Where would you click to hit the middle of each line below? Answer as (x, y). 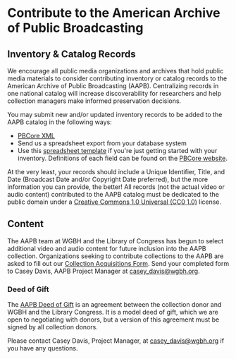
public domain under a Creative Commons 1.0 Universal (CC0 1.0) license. (114, 202)
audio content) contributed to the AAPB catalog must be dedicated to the (113, 194)
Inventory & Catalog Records (72, 54)
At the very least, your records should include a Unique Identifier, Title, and (116, 172)
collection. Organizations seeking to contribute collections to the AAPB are (116, 256)
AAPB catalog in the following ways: (60, 122)
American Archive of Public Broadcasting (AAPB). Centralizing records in (113, 86)
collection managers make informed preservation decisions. (94, 101)
